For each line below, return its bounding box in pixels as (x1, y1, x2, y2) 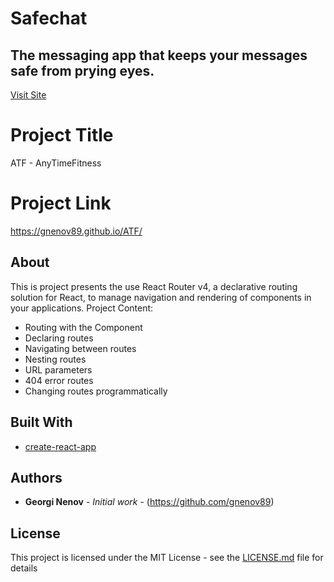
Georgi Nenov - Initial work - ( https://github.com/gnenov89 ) (24, 496, 275, 508)
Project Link (10, 192, 112, 215)
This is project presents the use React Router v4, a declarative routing (10, 280, 298, 292)
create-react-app (24, 440, 97, 452)
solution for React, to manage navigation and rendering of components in (10, 291, 312, 303)
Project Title (10, 124, 114, 147)
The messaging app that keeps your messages (10, 47, 308, 64)
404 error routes (24, 374, 94, 386)
